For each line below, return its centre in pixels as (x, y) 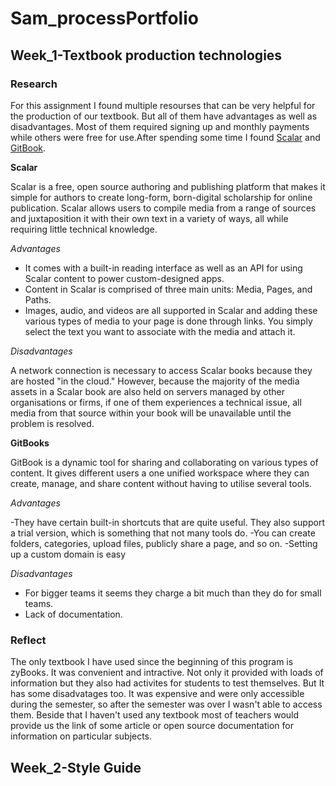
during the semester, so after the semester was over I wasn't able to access (166, 704)
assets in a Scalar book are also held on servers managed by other (148, 391)
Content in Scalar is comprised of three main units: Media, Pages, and (168, 289)
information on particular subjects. (81, 736)
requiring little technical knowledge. (84, 229)
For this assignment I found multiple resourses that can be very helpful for (163, 105)
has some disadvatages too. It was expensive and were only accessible (157, 694)
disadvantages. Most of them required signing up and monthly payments (160, 126)
